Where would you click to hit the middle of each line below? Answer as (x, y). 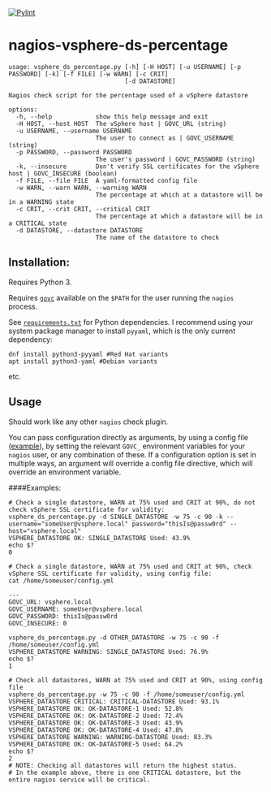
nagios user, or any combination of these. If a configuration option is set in (133, 454)
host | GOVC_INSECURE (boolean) (63, 173)
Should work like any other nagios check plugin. (88, 422)
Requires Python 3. (40, 282)
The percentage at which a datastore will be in (179, 216)
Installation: (39, 263)
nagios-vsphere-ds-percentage (118, 45)
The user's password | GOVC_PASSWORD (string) (175, 159)
